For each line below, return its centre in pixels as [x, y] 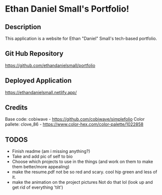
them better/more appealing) [41, 167]
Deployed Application [38, 81]
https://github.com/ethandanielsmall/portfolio [50, 65]
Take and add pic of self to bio [42, 157]
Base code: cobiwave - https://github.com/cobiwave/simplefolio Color [75, 119]
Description [23, 27]
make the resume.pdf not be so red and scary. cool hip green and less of [84, 172]
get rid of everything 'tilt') [37, 187]
